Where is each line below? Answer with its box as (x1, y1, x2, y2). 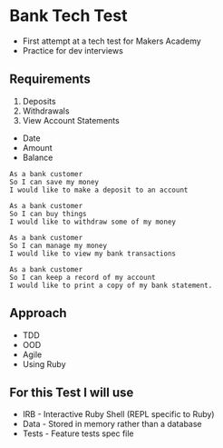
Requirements (9, 72, 91, 87)
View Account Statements (22, 114, 120, 125)
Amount (22, 142, 53, 153)
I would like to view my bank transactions (9, 249, 177, 258)
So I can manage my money (9, 241, 107, 250)
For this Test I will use (9, 384, 134, 400)
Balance (22, 152, 53, 163)
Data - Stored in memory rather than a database (22, 419, 202, 430)
